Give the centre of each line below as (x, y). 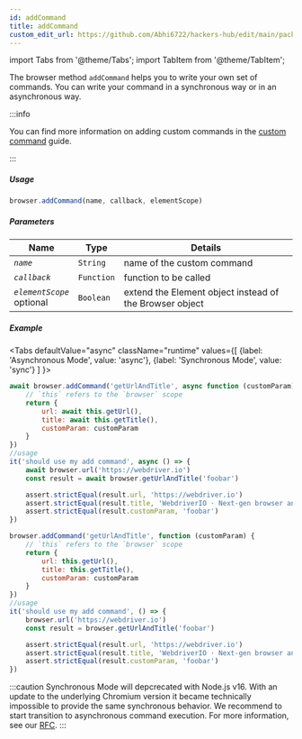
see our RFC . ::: (38, 725)
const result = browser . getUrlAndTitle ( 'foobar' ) (120, 628)
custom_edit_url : (42, 34)
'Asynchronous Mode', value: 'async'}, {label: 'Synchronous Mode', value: (146, 360)
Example (26, 328)
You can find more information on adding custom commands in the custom (148, 132)
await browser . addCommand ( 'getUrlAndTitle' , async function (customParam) (152, 387)
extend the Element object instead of (201, 292)
